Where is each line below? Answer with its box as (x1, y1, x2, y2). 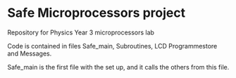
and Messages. (7, 49, 52, 58)
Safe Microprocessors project (7, 5, 185, 21)
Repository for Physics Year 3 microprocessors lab (7, 28, 155, 37)
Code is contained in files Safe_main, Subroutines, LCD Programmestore (7, 41, 218, 50)
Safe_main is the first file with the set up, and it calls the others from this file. (7, 63, 230, 71)
